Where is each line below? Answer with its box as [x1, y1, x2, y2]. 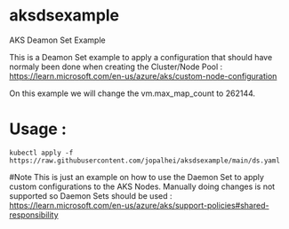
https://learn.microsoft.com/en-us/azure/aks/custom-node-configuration [9, 70, 277, 81]
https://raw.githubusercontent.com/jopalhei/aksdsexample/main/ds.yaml [9, 156, 280, 165]
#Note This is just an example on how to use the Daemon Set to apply [9, 171, 265, 182]
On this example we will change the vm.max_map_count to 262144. [9, 88, 256, 99]
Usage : [9, 119, 67, 139]
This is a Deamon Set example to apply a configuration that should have [9, 51, 273, 62]
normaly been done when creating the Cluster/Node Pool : [9, 61, 223, 72]
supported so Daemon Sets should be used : [9, 190, 173, 201]
